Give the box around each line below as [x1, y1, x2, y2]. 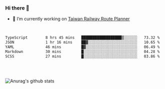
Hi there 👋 [5, 4, 30, 11]
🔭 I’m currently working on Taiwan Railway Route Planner [12, 16, 130, 22]
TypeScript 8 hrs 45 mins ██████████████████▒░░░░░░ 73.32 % [5, 35, 160, 40]
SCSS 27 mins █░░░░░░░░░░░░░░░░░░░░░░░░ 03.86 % [5, 53, 160, 59]
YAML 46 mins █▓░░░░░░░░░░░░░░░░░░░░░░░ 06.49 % [5, 44, 160, 49]
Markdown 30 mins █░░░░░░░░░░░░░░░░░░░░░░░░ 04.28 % [5, 49, 160, 54]
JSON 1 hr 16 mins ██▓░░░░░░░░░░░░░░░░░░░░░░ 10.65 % [5, 40, 160, 45]
